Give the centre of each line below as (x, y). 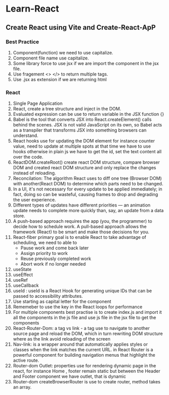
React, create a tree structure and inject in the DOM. (67, 109)
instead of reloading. (34, 173)
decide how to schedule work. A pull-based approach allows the (80, 227)
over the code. (28, 157)
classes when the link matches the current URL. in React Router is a (83, 350)
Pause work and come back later (55, 248)
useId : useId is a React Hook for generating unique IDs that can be (82, 291)
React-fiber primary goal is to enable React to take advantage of (79, 237)
